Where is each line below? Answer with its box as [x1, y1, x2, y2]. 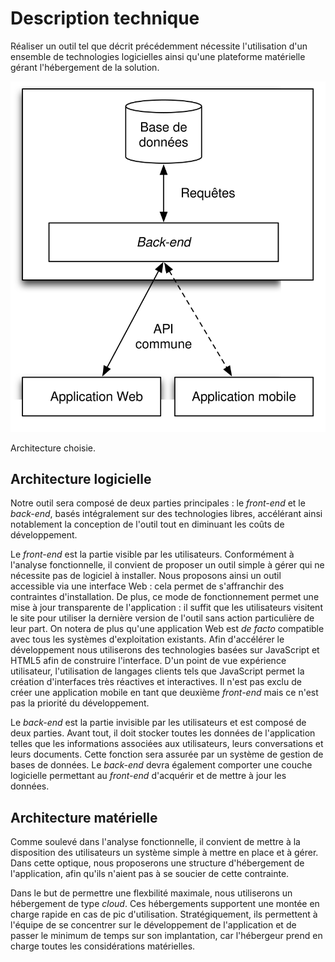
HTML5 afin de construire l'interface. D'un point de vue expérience [10, 655, 287, 667]
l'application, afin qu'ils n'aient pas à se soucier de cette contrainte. [10, 868, 290, 880]
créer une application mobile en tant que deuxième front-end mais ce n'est [10, 687, 319, 699]
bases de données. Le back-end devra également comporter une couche [10, 759, 313, 771]
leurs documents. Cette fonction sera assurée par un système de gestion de [10, 748, 324, 761]
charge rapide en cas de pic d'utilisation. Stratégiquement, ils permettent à [10, 908, 318, 921]
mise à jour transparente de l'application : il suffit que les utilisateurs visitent [10, 602, 323, 614]
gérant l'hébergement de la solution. [10, 61, 160, 73]
